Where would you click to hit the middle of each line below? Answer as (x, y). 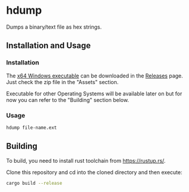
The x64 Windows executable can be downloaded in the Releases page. (94, 76)
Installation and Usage (48, 46)
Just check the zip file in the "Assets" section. (62, 82)
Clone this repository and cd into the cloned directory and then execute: (94, 172)
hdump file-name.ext (32, 128)
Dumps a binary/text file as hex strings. (54, 27)
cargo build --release (34, 183)
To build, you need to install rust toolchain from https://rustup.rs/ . (86, 160)
